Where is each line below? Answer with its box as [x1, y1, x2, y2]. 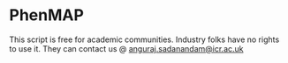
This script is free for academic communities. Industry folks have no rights [9, 34, 280, 45]
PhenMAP [9, 5, 84, 25]
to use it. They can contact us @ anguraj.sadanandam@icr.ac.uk [9, 43, 244, 53]
